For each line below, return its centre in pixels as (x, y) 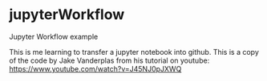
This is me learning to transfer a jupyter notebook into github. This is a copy (134, 52)
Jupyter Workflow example (54, 37)
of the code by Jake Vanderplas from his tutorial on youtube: (109, 60)
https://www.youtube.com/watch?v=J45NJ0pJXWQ (95, 68)
